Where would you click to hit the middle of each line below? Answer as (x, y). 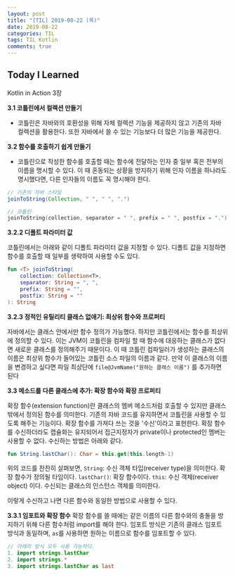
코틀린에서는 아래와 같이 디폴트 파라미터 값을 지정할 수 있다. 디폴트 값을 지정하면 (117, 248)
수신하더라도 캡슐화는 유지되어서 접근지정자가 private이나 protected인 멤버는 (120, 432)
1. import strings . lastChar (48, 553)
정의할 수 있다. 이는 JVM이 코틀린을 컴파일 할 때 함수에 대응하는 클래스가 (113, 340)
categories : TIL (31, 33)
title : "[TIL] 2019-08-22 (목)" (54, 20)
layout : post (26, 14)
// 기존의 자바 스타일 (34, 192)
